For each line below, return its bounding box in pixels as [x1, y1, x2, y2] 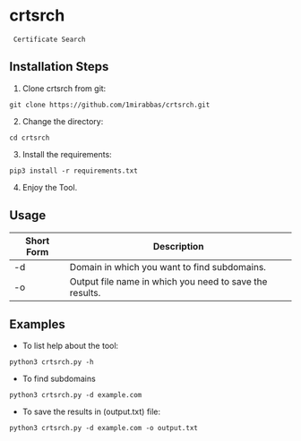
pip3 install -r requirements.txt [9, 166, 139, 175]
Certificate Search [13, 35, 87, 44]
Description [152, 240, 204, 252]
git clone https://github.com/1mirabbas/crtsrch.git [9, 100, 211, 109]
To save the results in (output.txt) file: [21, 406, 161, 417]
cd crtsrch [9, 133, 50, 142]
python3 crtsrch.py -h [9, 358, 94, 367]
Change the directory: [21, 115, 104, 126]
